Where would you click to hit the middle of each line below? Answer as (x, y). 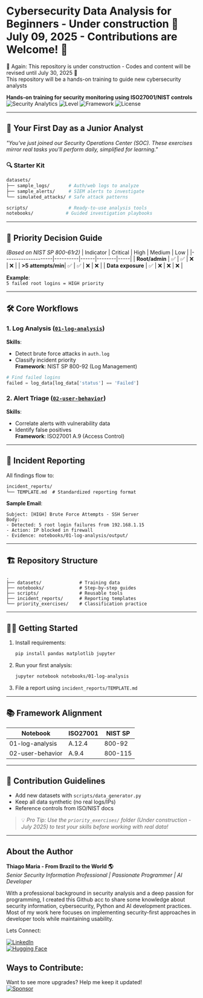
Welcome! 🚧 (37, 50)
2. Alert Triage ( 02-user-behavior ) (56, 398)
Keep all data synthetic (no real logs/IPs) (65, 802)
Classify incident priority (46, 360)
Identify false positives (43, 429)
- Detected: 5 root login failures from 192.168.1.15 (76, 525)
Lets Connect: (24, 930)
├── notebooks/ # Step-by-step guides (71, 588)
